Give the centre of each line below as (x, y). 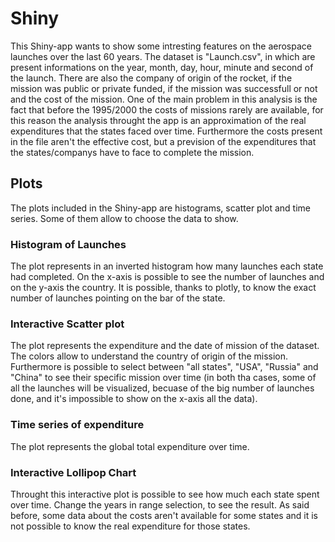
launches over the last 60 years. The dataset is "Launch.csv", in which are (163, 56)
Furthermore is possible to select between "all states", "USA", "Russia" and (164, 367)
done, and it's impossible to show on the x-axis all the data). (134, 399)
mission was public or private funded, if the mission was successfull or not (164, 88)
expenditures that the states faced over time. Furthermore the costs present (166, 131)
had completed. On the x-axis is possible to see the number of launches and (167, 277)
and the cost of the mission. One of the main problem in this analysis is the (164, 99)
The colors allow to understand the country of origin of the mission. (149, 356)
